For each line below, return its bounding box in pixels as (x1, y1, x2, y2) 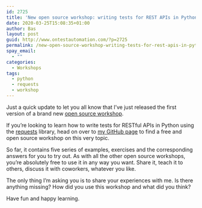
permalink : (6, 43, 34, 49)
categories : (6, 59, 36, 65)
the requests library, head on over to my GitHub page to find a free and (6, 127, 182, 135)
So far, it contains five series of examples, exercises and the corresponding (6, 145, 194, 153)
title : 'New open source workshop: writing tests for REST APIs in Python (6, 14, 198, 20)
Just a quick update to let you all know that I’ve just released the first (6, 103, 177, 111)
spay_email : (6, 48, 36, 54)
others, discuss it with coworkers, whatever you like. (6, 165, 136, 172)
